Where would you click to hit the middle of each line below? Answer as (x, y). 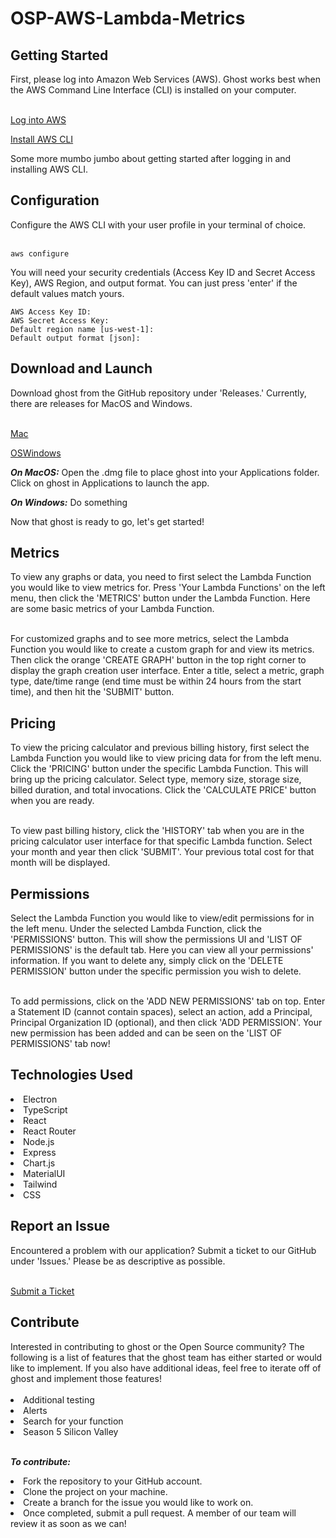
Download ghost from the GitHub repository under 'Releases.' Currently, (158, 393)
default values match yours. (67, 293)
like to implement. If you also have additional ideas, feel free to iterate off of (166, 1368)
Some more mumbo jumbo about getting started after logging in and (151, 158)
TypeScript (45, 1109)
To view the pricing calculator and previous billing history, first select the (160, 748)
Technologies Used (71, 1075)
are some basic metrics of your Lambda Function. (112, 609)
